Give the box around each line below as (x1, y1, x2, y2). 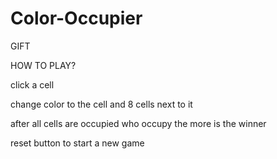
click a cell (10, 78, 55, 91)
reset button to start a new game (10, 137, 145, 149)
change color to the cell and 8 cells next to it (10, 98, 193, 110)
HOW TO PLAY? (10, 59, 77, 71)
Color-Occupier (10, 7, 143, 30)
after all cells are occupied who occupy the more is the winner (10, 117, 267, 129)
